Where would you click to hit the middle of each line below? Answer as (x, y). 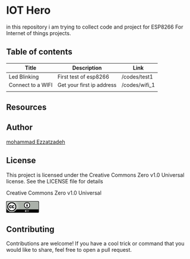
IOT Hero (28, 10)
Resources (26, 107)
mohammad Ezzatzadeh (36, 142)
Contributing (30, 229)
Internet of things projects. (39, 33)
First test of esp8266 (83, 77)
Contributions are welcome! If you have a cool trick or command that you (95, 244)
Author (19, 128)
